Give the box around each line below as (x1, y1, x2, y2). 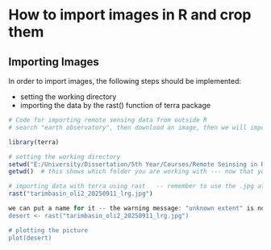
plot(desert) (8, 234, 52, 242)
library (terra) (8, 138, 60, 146)
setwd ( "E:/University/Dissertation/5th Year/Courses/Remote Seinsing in (8, 160, 258, 169)
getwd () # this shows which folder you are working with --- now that (8, 168, 254, 176)
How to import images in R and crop (8, 6, 252, 24)
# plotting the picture (8, 226, 89, 235)
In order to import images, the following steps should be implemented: (8, 77, 242, 85)
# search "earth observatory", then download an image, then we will (8, 123, 248, 131)
